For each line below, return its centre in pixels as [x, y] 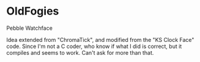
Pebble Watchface [30, 28]
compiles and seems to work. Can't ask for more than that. [80, 52]
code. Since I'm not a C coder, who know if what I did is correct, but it [94, 46]
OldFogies [33, 11]
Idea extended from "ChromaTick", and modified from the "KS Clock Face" [100, 40]
